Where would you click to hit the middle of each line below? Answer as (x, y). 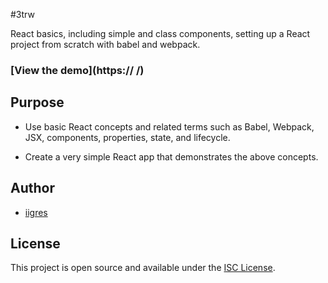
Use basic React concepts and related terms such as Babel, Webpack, (169, 126)
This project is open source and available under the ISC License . (143, 268)
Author (32, 188)
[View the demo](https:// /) (77, 70)
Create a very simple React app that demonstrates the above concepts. (171, 156)
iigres (36, 212)
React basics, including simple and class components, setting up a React (160, 33)
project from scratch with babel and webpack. (105, 44)
